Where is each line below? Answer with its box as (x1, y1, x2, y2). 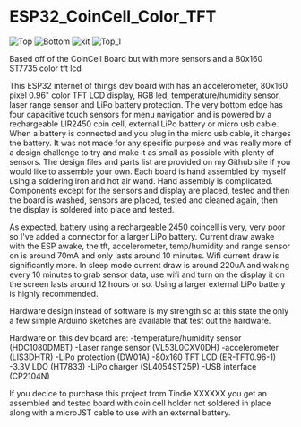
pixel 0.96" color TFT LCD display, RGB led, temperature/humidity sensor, (9, 90, 281, 100)
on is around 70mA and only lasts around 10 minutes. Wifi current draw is (9, 249, 279, 261)
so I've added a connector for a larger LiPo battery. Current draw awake (9, 231, 275, 241)
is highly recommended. (9, 288, 99, 299)
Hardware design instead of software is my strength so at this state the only (9, 305, 289, 316)
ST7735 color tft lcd (9, 63, 82, 74)
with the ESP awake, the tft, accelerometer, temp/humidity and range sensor (9, 240, 291, 251)
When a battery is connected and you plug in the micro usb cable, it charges (9, 127, 291, 138)
